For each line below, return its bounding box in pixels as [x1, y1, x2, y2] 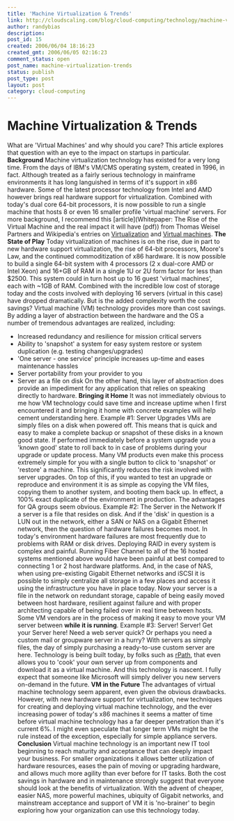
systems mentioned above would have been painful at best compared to [17, 555, 225, 563]
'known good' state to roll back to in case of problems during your [17, 443, 208, 452]
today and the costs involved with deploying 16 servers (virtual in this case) [7, 289, 223, 298]
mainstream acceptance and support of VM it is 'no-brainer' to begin [17, 799, 215, 807]
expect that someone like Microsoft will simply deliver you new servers [17, 673, 221, 682]
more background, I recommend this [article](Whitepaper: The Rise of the [7, 215, 218, 224]
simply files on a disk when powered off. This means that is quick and [17, 421, 217, 429]
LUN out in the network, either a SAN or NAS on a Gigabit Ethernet [17, 517, 208, 526]
